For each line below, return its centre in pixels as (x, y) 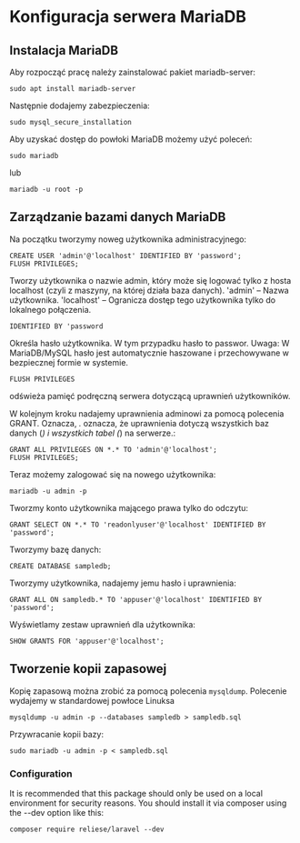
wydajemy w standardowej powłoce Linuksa (92, 700)
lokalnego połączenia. (50, 309)
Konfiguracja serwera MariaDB (128, 17)
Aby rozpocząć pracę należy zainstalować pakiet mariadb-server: (133, 72)
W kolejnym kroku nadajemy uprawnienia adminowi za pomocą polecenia (147, 413)
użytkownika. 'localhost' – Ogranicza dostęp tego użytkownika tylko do (142, 300)
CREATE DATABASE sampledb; (60, 566)
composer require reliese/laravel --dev (87, 829)
